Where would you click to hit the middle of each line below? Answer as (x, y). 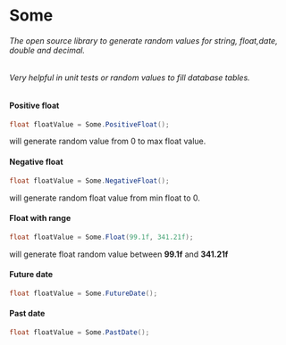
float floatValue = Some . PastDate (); (80, 332)
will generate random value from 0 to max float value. (108, 141)
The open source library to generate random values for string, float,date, (144, 40)
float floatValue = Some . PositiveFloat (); (89, 124)
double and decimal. (47, 50)
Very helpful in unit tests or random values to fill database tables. (130, 78)
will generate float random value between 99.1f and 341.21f (119, 254)
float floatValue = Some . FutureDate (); (84, 293)
